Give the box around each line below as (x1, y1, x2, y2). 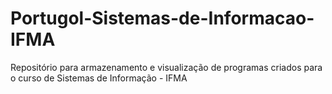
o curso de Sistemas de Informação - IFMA (10, 72, 188, 84)
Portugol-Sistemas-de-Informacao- (10, 7, 315, 30)
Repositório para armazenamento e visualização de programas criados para (10, 61, 323, 73)
